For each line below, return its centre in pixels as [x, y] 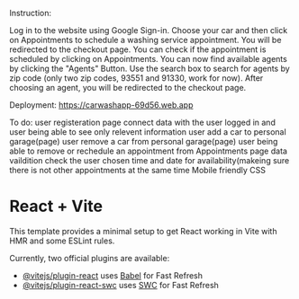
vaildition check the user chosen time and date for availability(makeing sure [149, 160]
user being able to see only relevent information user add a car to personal [148, 132]
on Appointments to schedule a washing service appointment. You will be [145, 40]
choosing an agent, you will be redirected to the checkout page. [128, 88]
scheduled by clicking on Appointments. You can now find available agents [149, 59]
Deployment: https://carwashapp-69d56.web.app [101, 105]
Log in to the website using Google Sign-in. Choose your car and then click [149, 30]
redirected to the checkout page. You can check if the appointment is [138, 49]
